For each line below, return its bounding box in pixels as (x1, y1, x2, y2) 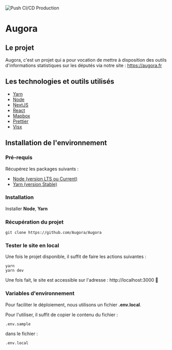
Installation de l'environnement (5, 139, 107, 148)
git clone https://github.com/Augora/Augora (5, 230, 102, 235)
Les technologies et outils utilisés (5, 77, 115, 86)
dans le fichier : (5, 330, 38, 337)
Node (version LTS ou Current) (12, 175, 78, 182)
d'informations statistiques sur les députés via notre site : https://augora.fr (5, 62, 162, 68)
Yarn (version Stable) (12, 181, 57, 187)
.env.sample (5, 321, 31, 326)
